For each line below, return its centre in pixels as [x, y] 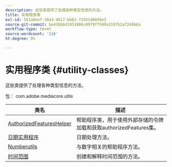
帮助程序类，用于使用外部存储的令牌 [120, 120]
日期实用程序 [24, 137]
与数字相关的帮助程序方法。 [110, 147]
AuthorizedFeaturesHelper [40, 123]
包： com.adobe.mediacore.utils [39, 96]
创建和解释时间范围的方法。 [110, 156]
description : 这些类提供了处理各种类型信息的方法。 [55, 10]
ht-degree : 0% [20, 39]
